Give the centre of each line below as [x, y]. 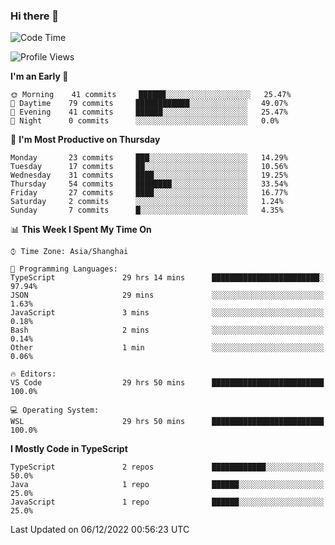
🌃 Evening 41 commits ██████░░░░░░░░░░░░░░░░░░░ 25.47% [149, 112]
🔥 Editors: [33, 374]
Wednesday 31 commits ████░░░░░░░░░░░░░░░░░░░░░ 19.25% [149, 175]
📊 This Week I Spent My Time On [81, 230]
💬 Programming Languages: [64, 269]
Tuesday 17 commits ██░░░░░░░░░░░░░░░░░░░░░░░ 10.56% [149, 167]
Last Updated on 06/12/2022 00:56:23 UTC [100, 530]
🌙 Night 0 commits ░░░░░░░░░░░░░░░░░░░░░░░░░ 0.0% [145, 121]
